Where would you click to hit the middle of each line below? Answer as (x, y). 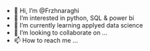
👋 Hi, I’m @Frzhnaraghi (46, 11)
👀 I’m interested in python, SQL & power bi (74, 18)
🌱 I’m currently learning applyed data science (78, 25)
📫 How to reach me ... (46, 40)
